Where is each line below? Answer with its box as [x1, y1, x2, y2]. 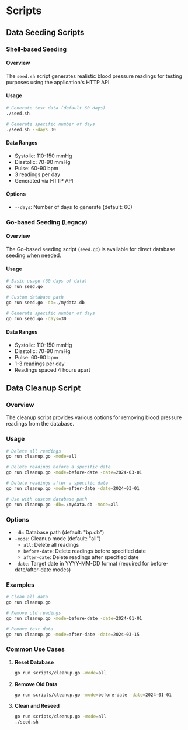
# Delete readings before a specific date [6, 464, 111, 470]
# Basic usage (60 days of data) [6, 278, 88, 285]
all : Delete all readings [23, 541, 79, 548]
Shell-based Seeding [6, 45, 67, 53]
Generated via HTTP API [14, 177, 74, 184]
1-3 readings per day [14, 360, 65, 367]
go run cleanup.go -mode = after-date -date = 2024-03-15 [6, 631, 140, 638]
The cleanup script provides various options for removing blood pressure [6, 414, 182, 421]
